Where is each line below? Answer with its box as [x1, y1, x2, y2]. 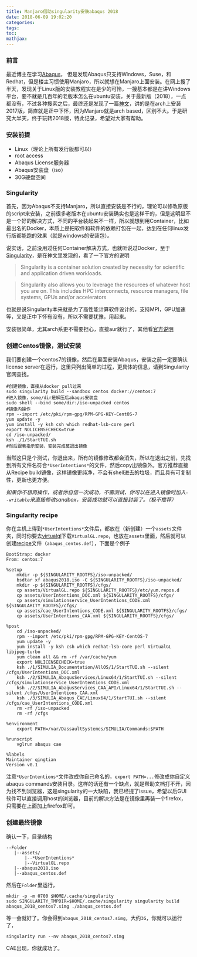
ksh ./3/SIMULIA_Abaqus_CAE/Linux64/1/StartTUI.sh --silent [16, 695, 167, 701]
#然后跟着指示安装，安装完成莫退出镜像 [6, 444, 88, 449]
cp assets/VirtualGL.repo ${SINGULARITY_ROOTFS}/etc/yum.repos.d [16, 587, 180, 593]
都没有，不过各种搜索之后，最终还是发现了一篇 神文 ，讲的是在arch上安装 [6, 100, 182, 107]
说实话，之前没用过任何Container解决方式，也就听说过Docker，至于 [6, 244, 171, 251]
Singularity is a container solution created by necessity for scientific [20, 263, 185, 270]
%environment [6, 721, 38, 727]
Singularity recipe [6, 511, 59, 519]
